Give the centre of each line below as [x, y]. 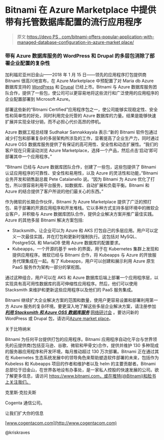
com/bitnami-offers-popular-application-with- [108, 37]
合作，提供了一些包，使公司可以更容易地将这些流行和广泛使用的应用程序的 [84, 93]
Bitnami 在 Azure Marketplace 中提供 [81, 10]
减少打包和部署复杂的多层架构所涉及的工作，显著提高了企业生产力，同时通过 [82, 138]
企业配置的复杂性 [30, 63]
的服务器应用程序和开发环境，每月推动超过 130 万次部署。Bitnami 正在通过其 [82, 352]
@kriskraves [18, 433]
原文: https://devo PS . [39, 37]
